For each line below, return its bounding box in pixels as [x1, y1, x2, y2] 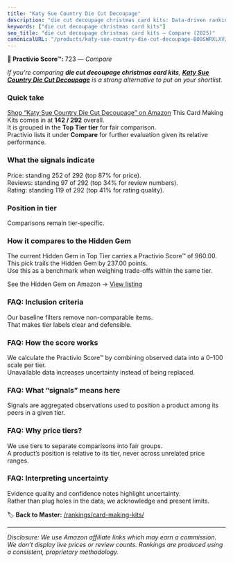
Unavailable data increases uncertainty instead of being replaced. [7, 368, 196, 376]
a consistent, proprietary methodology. [7, 548, 119, 556]
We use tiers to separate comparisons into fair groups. [7, 441, 163, 450]
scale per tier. [7, 361, 46, 369]
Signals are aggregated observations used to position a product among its [7, 401, 219, 409]
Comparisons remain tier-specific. [7, 219, 105, 227]
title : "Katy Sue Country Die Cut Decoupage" [7, 10, 141, 17]
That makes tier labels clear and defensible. [7, 320, 132, 329]
